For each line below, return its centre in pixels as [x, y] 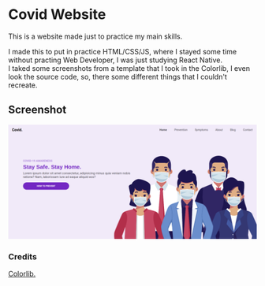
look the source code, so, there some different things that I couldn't [118, 76]
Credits [22, 256]
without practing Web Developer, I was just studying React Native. [116, 60]
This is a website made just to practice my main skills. [95, 36]
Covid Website [57, 15]
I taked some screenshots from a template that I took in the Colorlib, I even [129, 68]
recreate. [23, 85]
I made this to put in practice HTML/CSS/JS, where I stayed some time [123, 51]
